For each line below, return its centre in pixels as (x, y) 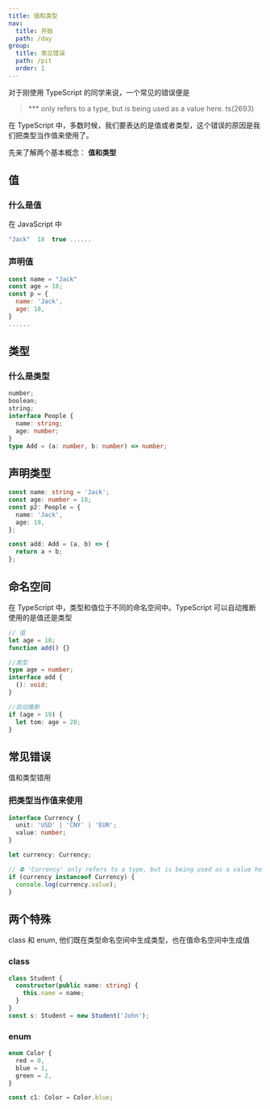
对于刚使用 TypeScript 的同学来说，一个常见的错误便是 (99, 92)
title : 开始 (35, 31)
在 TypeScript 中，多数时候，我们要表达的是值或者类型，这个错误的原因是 (131, 125)
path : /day (34, 38)
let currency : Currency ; (50, 855)
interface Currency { (45, 818)
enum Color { (30, 1053)
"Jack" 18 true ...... (50, 240)
